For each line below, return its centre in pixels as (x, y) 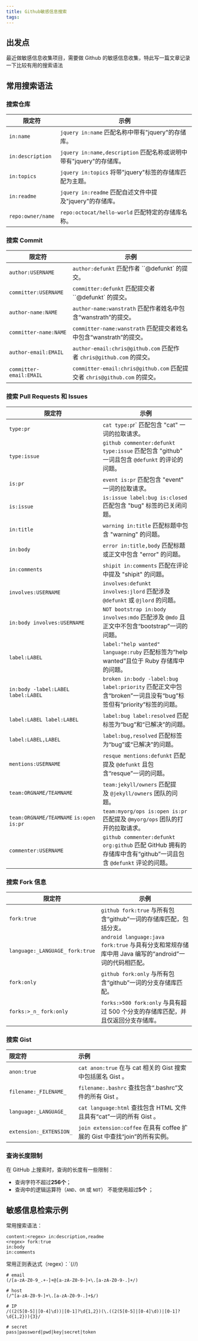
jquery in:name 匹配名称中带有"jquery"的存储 (123, 132)
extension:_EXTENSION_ (41, 1132)
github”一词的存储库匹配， (146, 919)
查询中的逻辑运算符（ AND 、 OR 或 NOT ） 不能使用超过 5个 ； (84, 1190)
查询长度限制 (24, 1156)
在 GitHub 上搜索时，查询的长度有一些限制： (60, 1170)
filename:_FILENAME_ (38, 1092)
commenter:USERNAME (36, 850)
